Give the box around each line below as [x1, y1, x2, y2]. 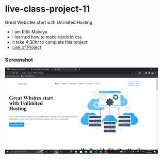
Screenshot [5, 56, 33, 63]
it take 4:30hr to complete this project [12, 39, 88, 45]
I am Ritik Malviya [12, 29, 48, 34]
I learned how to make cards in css [12, 34, 82, 40]
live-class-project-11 [5, 3, 90, 15]
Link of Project [12, 44, 42, 50]
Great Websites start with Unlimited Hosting [5, 19, 93, 25]
